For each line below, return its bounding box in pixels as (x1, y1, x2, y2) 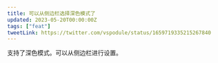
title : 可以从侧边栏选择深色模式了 (7, 10, 96, 17)
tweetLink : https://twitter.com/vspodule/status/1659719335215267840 (7, 29, 212, 36)
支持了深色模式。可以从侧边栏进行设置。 (7, 49, 122, 57)
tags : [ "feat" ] (7, 23, 51, 29)
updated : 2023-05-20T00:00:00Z (7, 16, 97, 23)
